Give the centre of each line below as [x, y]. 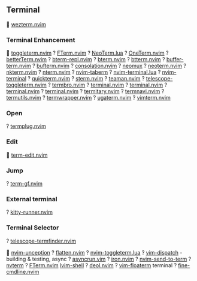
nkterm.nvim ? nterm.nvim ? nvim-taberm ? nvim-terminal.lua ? [84, 72]
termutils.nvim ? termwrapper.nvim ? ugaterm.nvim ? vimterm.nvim [88, 98]
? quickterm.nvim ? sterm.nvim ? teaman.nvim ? [86, 79]
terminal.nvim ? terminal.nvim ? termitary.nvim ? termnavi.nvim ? [85, 91]
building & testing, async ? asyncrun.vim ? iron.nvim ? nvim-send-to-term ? [99, 259]
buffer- [175, 59]
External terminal [32, 199]
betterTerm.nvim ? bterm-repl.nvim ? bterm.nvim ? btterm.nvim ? [86, 59]
